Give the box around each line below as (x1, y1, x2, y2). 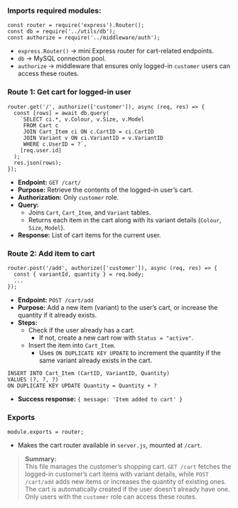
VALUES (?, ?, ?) (7, 376, 59, 383)
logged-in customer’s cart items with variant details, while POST (24, 470, 209, 478)
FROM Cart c (23, 121, 59, 129)
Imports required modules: (7, 6, 102, 16)
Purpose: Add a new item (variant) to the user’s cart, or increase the (17, 303, 218, 311)
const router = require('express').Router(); (7, 22, 144, 29)
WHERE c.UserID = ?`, (23, 141, 87, 148)
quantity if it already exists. (17, 310, 97, 319)
